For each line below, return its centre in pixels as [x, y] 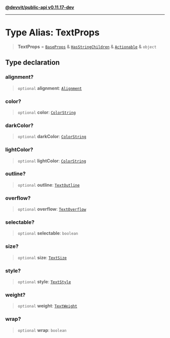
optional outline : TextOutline [49, 185]
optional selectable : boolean [48, 233]
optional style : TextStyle [44, 282]
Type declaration [32, 63]
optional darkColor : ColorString [52, 137]
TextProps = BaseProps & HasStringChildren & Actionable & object [87, 46]
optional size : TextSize [42, 257]
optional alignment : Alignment [50, 88]
